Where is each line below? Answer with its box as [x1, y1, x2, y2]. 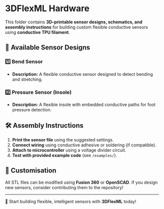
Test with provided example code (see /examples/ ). [12, 152, 117, 158]
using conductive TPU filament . [5, 29, 70, 35]
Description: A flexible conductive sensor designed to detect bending [12, 71, 153, 77]
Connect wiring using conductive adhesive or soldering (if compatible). [12, 142, 157, 148]
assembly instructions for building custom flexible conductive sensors [5, 24, 148, 30]
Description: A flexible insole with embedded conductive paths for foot [12, 102, 156, 107]
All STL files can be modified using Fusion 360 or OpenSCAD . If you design [5, 179, 158, 185]
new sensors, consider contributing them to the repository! [5, 184, 123, 190]
